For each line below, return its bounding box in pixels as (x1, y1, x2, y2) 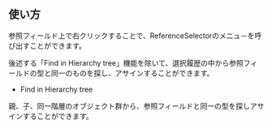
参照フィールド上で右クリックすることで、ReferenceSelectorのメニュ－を (8, 31, 256, 41)
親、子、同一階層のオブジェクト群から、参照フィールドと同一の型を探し (8, 100, 250, 111)
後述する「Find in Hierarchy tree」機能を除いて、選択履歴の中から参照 (8, 58, 244, 67)
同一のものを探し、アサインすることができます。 (50, 68, 214, 78)
